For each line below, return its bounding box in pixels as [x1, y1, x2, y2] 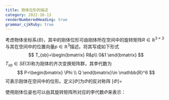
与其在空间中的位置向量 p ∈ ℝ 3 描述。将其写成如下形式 [5, 42, 119, 49]
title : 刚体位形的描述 [5, 7, 49, 13]
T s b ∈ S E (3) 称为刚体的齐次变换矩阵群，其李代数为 [5, 60, 112, 68]
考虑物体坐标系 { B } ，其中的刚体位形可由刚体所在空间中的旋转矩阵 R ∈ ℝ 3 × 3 [5, 36, 164, 43]
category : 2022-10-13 [5, 12, 52, 17]
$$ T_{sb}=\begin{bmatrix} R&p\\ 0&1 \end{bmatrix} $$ [28, 52, 144, 58]
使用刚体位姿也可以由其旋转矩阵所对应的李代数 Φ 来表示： [5, 89, 126, 95]
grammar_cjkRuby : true [5, 22, 54, 27]
